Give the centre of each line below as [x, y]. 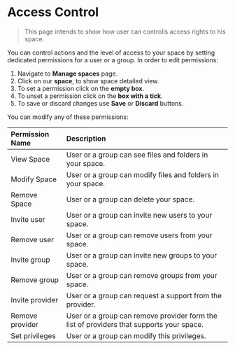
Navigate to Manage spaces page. [67, 73]
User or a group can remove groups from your [142, 275]
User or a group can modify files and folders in [142, 174]
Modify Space [34, 179]
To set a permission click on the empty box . [81, 88]
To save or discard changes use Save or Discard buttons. [100, 103]
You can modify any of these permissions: [68, 117]
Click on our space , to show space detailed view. [88, 80]
